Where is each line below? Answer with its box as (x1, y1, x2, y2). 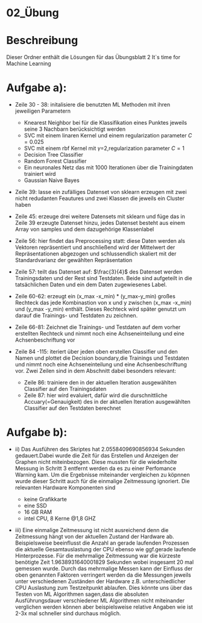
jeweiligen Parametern (14, 107, 71, 114)
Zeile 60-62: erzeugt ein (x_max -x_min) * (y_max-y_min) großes (14, 293, 176, 300)
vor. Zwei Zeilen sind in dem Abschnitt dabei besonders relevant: (14, 368, 177, 375)
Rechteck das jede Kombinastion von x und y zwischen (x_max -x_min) (14, 299, 192, 307)
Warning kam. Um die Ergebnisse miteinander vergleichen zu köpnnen (14, 471, 190, 478)
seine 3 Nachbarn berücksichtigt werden (24, 125, 125, 133)
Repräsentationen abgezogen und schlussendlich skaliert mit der (14, 250, 177, 257)
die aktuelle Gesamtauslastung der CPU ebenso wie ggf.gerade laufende (14, 546, 196, 553)
